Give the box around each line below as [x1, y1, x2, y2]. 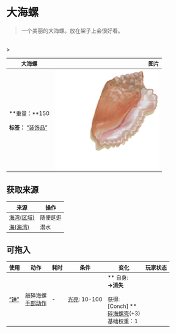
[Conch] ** [108, 302, 137, 310]
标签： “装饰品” [9, 124, 48, 131]
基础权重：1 [108, 318, 139, 325]
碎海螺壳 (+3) [108, 310, 141, 317]
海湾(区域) [9, 214, 35, 221]
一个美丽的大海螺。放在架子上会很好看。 [21, 27, 123, 34]
